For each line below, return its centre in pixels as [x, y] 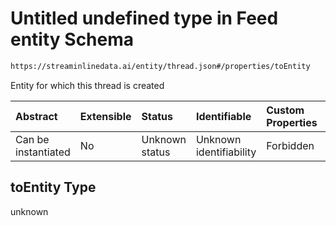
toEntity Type [53, 187]
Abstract [36, 116]
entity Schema [72, 39]
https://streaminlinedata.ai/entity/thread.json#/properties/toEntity [160, 66]
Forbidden [290, 145]
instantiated [43, 152]
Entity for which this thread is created [87, 85]
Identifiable [223, 116]
